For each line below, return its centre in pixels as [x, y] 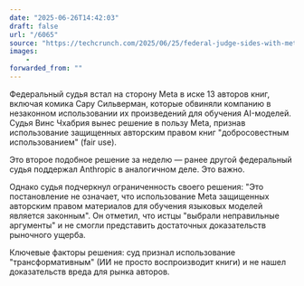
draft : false [34, 26]
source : [24, 43]
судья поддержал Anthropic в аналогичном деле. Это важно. [128, 169]
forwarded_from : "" [46, 69]
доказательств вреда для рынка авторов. [90, 272]
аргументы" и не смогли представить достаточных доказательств [138, 225]
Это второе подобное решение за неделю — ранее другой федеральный [151, 159]
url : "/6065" [34, 34]
